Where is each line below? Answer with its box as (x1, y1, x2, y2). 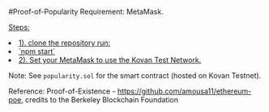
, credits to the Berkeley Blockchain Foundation (21, 95, 178, 104)
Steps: (8, 23, 30, 31)
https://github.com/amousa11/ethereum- (117, 86, 252, 96)
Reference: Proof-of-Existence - (8, 86, 116, 96)
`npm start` (19, 47, 56, 56)
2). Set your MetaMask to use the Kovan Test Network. (19, 56, 202, 64)
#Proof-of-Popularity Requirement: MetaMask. (8, 7, 164, 16)
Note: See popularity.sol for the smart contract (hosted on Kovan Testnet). (8, 71, 262, 80)
